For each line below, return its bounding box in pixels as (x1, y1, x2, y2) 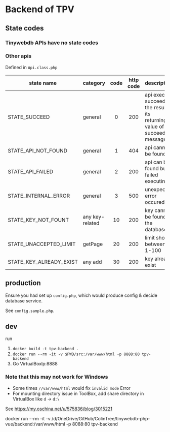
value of (145, 123, 164, 130)
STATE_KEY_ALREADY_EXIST (8, 258, 78, 265)
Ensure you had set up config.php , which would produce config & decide (5, 292, 158, 298)
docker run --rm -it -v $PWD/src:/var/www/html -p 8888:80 (12, 352, 140, 357)
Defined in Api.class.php (5, 64, 58, 70)
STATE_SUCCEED (8, 113, 50, 120)
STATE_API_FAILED (8, 168, 54, 175)
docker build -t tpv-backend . (12, 347, 79, 352)
